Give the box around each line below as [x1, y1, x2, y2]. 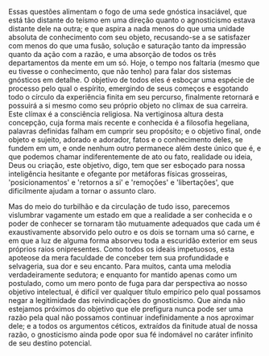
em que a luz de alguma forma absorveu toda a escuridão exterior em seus [8, 236, 258, 245]
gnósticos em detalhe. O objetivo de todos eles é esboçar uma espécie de [8, 76, 255, 84]
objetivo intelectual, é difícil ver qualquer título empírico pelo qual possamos [8, 287, 262, 297]
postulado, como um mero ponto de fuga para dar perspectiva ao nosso [8, 279, 248, 288]
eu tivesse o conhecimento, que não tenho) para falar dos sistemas [8, 67, 232, 76]
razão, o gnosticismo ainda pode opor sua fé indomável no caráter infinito [8, 329, 254, 339]
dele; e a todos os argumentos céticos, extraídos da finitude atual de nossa [8, 321, 258, 330]
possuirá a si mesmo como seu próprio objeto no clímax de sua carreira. [8, 100, 248, 110]
